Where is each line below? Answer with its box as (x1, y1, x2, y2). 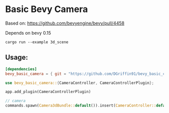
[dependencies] (5, 66, 37, 71)
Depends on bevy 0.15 (5, 30, 51, 36)
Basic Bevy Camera (5, 4, 88, 15)
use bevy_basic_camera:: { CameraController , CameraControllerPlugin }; (5, 80, 154, 85)
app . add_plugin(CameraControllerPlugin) (5, 89, 92, 94)
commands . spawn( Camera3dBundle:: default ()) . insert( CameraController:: (5, 103, 156, 108)
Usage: (5, 53, 29, 62)
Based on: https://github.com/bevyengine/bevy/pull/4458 (5, 20, 125, 26)
